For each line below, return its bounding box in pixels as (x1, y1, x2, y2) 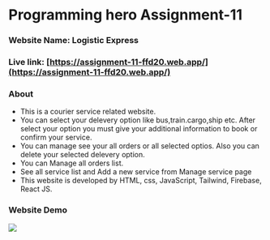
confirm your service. (19, 132, 92, 143)
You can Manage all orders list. (19, 158, 124, 168)
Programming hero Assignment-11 (8, 6, 243, 24)
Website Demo (8, 204, 67, 216)
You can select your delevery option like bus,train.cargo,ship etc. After (19, 115, 256, 125)
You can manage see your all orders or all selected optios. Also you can (19, 141, 259, 151)
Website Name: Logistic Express (8, 35, 139, 46)
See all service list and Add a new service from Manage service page (19, 167, 252, 177)
